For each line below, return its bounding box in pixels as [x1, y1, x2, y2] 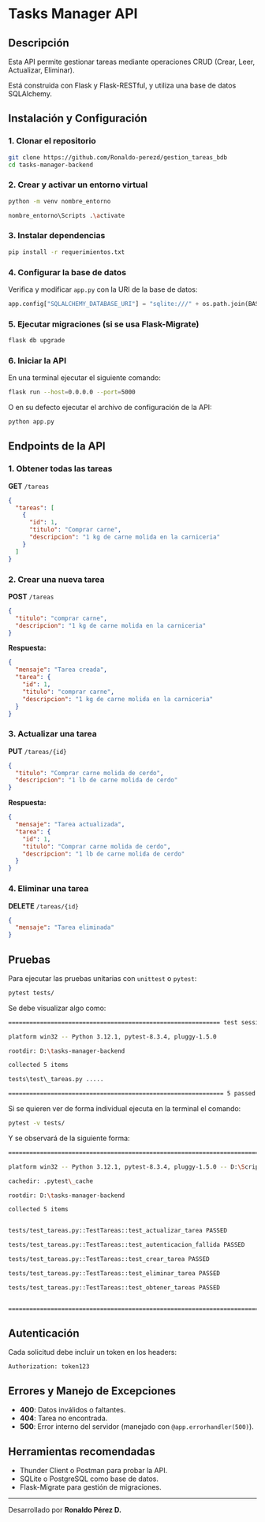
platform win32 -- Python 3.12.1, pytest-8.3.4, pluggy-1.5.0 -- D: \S [8, 1162, 245, 1171]
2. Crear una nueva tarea [8, 573, 105, 584]
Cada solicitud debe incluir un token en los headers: [8, 1348, 177, 1357]
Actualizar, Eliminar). [8, 65, 75, 75]
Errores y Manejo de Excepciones [8, 1384, 176, 1397]
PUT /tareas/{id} [8, 746, 67, 755]
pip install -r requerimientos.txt [8, 248, 125, 256]
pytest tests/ [8, 989, 55, 997]
